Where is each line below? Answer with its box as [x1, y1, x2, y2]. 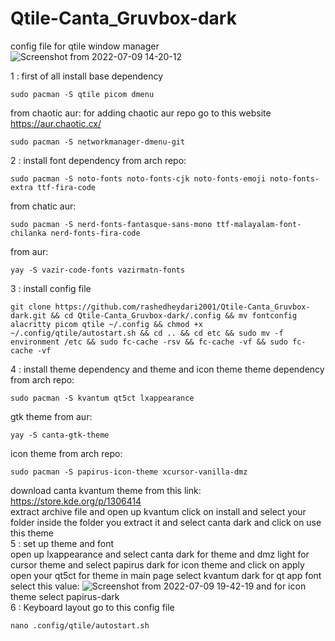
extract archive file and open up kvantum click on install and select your [10, 505, 307, 517]
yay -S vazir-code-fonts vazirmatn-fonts [10, 265, 186, 275]
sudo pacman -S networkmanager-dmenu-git [10, 137, 186, 147]
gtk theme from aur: [10, 410, 93, 422]
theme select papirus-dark [10, 590, 120, 602]
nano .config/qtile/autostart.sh [10, 620, 150, 631]
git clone [10, 302, 52, 312]
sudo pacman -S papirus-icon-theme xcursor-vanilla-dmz [10, 467, 248, 477]
